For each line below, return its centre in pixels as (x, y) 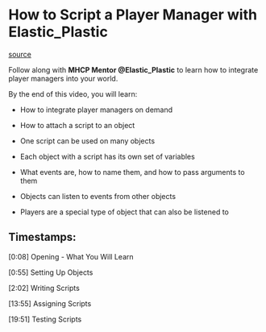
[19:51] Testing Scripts (45, 319)
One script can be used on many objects (87, 141)
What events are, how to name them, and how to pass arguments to (132, 172)
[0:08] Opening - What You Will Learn (71, 256)
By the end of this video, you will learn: (73, 93)
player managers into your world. (63, 78)
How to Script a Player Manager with (133, 15)
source (20, 54)
